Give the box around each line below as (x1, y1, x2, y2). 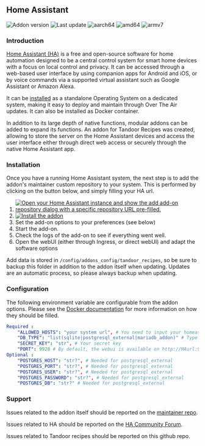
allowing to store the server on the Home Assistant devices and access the (6, 133, 195, 140)
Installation (6, 161, 41, 169)
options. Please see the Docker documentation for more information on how (6, 305, 197, 312)
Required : (6, 323, 34, 329)
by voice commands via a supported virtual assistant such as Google (6, 76, 180, 84)
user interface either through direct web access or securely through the (6, 139, 187, 146)
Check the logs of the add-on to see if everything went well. (15, 232, 167, 239)
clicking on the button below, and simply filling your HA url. (6, 188, 154, 195)
